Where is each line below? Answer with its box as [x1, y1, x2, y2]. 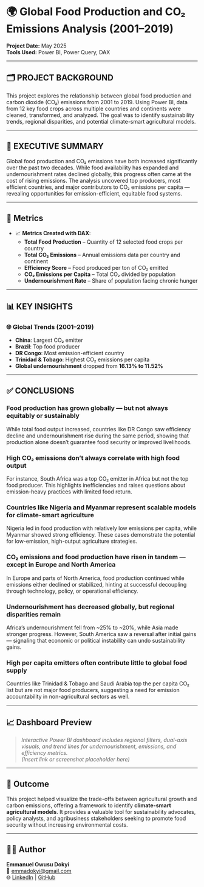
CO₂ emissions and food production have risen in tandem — [6, 553, 186, 561]
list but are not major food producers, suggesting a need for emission [6, 687, 180, 694]
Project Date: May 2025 [6, 42, 67, 49]
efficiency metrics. [21, 749, 68, 757]
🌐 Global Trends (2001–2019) [6, 322, 94, 331]
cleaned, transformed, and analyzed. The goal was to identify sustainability [6, 111, 194, 119]
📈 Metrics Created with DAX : [15, 230, 91, 237]
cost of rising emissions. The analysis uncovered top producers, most [6, 177, 181, 184]
